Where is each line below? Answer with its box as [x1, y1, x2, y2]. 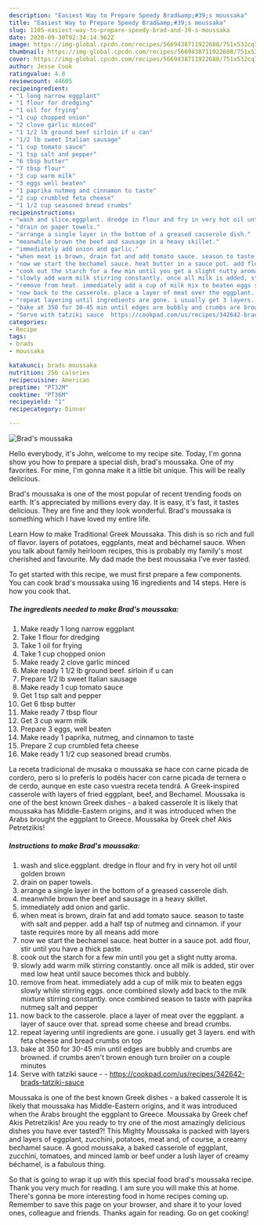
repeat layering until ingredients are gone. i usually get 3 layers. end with [20, 1027, 255, 1037]
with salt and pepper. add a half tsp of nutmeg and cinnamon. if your [20, 919, 242, 928]
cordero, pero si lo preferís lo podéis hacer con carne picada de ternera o [9, 773, 247, 782]
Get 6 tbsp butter [20, 699, 76, 708]
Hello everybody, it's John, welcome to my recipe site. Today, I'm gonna [9, 449, 242, 458]
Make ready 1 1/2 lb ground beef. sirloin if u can [20, 665, 174, 675]
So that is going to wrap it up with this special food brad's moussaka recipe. [9, 1175, 254, 1184]
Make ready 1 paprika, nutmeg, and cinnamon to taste [20, 732, 194, 742]
